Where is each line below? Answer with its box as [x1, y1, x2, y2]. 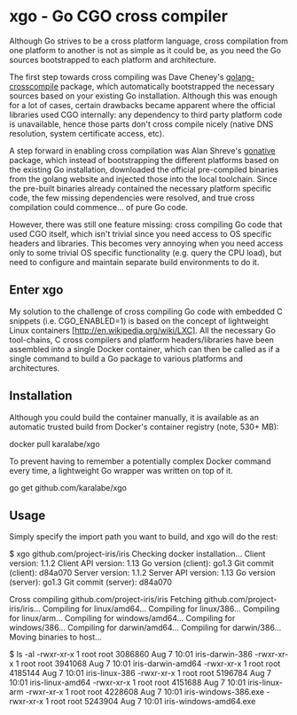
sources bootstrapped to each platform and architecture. [9, 54, 217, 65]
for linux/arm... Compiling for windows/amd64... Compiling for [9, 613, 236, 624]
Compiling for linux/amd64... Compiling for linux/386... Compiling [43, 603, 280, 614]
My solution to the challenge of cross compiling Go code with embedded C [9, 306, 283, 317]
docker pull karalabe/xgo [9, 438, 100, 449]
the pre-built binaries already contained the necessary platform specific [9, 183, 272, 193]
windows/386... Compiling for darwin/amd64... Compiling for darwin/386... [9, 623, 282, 633]
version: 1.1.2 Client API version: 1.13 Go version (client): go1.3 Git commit [9, 558, 275, 569]
